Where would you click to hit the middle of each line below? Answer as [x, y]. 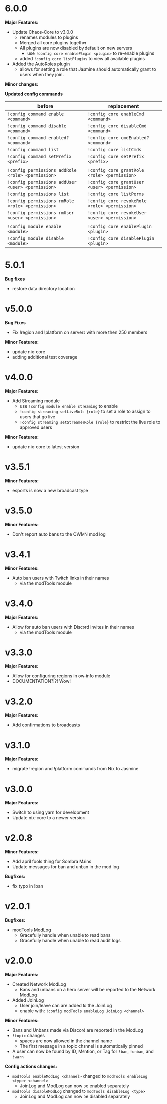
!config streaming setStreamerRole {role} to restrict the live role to [90, 422]
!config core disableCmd [117, 126]
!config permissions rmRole [41, 201]
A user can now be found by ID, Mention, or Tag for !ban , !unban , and [83, 1051]
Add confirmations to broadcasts [46, 725]
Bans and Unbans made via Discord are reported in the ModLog [78, 1030]
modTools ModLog [32, 930]
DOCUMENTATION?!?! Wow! [42, 681]
